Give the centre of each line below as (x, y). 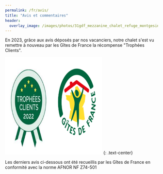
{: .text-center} (118, 153)
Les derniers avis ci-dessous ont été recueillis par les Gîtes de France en (78, 162)
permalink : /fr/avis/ (27, 10)
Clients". (13, 51)
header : (13, 20)
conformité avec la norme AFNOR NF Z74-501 (51, 167)
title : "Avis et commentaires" (37, 15)
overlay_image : (25, 26)
